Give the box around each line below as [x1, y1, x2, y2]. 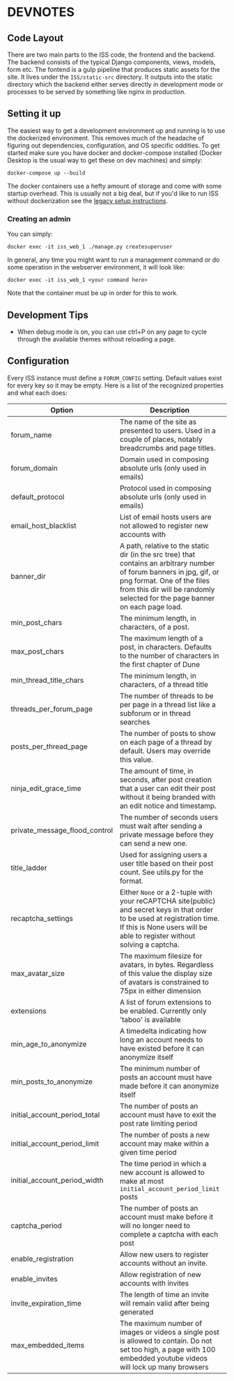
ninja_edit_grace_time [10, 783, 81, 793]
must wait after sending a [119, 821, 203, 831]
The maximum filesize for [119, 951, 203, 961]
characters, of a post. [119, 622, 190, 632]
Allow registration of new [119, 1269, 202, 1279]
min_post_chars [10, 617, 63, 627]
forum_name [10, 430, 52, 440]
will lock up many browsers [119, 1362, 209, 1372]
